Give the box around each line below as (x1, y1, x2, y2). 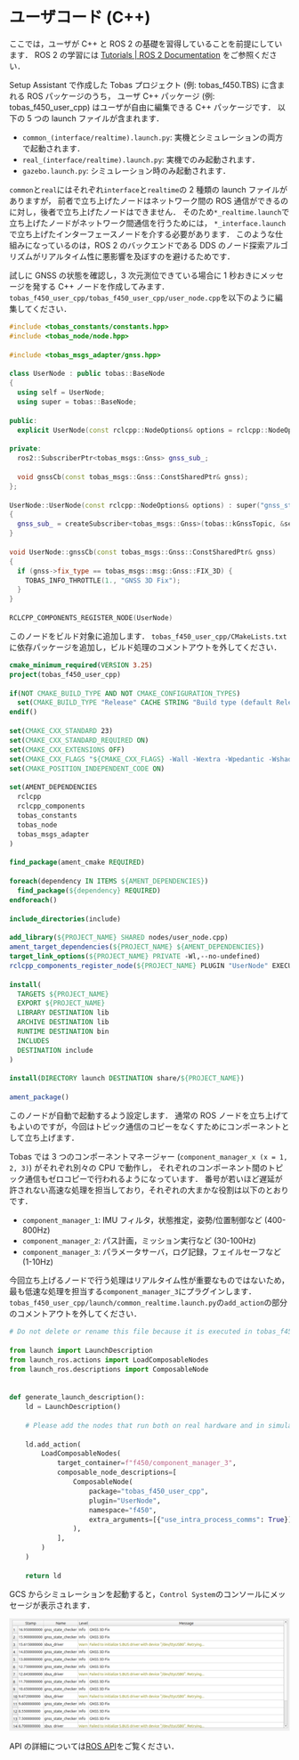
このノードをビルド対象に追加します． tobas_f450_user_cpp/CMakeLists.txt (9, 631, 287, 641)
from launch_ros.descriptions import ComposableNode (9, 1365, 209, 1373)
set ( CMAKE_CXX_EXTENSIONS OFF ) (9, 745, 125, 754)
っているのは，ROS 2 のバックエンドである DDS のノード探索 (39, 240, 265, 250)
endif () (9, 708, 38, 717)
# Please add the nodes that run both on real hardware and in (25, 1421, 265, 1430)
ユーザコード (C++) (9, 7, 151, 28)
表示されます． (39, 1600, 95, 1610)
